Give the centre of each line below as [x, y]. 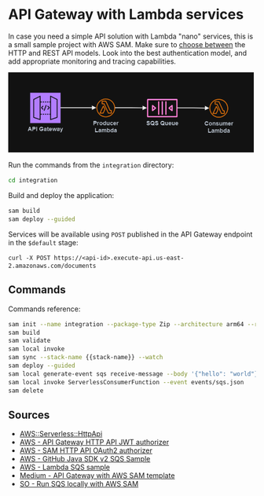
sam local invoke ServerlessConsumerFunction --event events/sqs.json [126, 382]
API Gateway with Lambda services [126, 15]
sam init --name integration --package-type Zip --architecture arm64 [126, 324]
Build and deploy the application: [61, 196]
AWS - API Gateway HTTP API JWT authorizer [94, 443]
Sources [29, 415]
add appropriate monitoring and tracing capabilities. [92, 61]
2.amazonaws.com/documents [52, 266]
